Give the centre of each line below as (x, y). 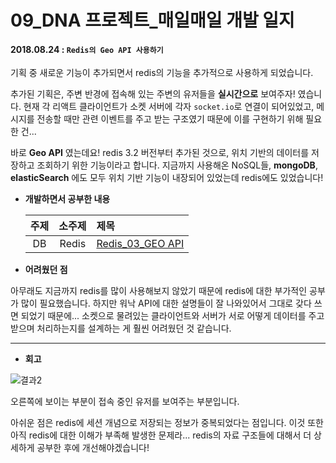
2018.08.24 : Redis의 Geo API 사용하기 (87, 49)
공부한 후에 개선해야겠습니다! (93, 448)
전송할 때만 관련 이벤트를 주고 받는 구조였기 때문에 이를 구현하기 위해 (170, 119)
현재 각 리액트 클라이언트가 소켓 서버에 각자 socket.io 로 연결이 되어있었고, (169, 107)
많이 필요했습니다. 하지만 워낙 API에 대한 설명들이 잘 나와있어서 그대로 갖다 (166, 303)
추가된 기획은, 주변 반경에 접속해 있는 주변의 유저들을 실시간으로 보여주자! (153, 94)
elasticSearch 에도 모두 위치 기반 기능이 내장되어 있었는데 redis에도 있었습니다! (167, 178)
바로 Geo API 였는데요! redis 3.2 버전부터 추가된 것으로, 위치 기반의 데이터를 (160, 153)
